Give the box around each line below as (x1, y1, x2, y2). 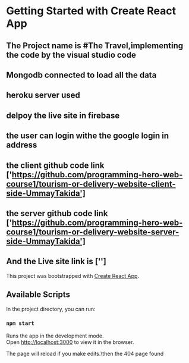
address (6, 140, 37, 150)
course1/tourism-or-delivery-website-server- (6, 227, 179, 237)
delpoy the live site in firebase (6, 110, 120, 120)
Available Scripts (6, 290, 70, 300)
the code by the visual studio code (6, 49, 137, 60)
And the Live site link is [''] (6, 256, 107, 267)
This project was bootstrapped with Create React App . (6, 272, 140, 279)
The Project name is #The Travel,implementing (6, 40, 183, 51)
